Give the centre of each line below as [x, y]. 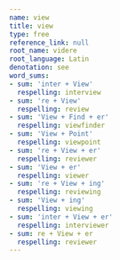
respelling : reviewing [59, 192]
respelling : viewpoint [59, 142]
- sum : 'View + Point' [51, 134]
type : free [29, 34]
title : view [31, 26]
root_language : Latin [49, 59]
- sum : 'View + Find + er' [59, 117]
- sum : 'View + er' [45, 167]
